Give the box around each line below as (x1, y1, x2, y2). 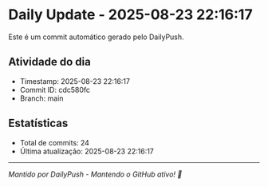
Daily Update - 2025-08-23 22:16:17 (8, 6, 253, 24)
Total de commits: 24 (19, 137, 90, 147)
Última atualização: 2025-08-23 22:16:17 (19, 146, 154, 156)
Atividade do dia (8, 55, 92, 69)
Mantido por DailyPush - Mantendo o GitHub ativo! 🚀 (8, 169, 183, 179)
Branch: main (19, 93, 64, 103)
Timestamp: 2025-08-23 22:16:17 (19, 76, 130, 86)
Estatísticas (8, 117, 69, 130)
